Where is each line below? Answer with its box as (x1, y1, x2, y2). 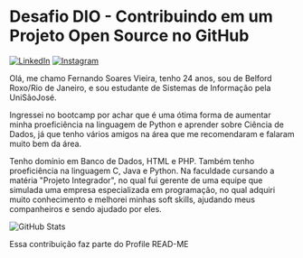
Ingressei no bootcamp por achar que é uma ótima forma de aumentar (9, 109, 271, 120)
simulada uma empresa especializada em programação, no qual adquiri (9, 184, 276, 195)
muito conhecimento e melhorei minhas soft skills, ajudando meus (9, 194, 256, 205)
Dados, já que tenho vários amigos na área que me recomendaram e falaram (9, 128, 295, 139)
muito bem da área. (9, 138, 82, 149)
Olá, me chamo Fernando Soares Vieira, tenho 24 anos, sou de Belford (9, 72, 273, 83)
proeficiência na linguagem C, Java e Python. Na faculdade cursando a (9, 165, 275, 176)
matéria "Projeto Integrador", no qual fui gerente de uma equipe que (9, 174, 263, 186)
